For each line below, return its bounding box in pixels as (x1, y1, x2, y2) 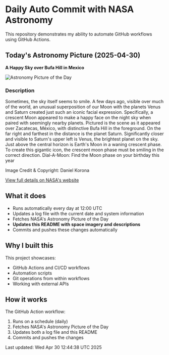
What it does (5, 192, 46, 200)
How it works (5, 295, 47, 304)
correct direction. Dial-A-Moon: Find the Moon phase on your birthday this (5, 152, 160, 158)
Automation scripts (12, 270, 52, 276)
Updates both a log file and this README (12, 329, 97, 335)
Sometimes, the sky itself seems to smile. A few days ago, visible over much (5, 99, 164, 105)
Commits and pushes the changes (12, 335, 84, 341)
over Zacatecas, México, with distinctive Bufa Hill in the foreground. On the (5, 125, 161, 131)
